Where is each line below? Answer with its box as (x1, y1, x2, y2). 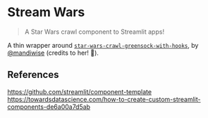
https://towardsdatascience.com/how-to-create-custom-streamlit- (7, 95, 201, 103)
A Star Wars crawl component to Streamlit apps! (24, 27, 164, 36)
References (7, 69, 59, 81)
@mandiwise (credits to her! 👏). (7, 48, 99, 57)
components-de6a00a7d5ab (7, 103, 90, 111)
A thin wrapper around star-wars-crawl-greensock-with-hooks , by (7, 41, 199, 49)
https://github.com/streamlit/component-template (7, 87, 152, 96)
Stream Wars (7, 4, 85, 20)
